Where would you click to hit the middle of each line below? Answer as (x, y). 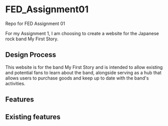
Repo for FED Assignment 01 (35, 23)
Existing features (33, 117)
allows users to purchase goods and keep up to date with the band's (77, 78)
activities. (15, 83)
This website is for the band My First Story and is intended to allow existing (84, 67)
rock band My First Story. (32, 39)
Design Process (31, 55)
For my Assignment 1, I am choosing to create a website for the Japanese (82, 33)
